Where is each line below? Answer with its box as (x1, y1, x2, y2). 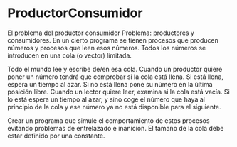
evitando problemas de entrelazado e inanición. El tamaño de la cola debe (7, 124, 224, 132)
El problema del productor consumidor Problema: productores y (7, 28, 194, 37)
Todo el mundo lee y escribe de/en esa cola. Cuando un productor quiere (7, 65, 223, 73)
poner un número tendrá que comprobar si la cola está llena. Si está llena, (7, 72, 224, 81)
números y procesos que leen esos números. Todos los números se (7, 43, 206, 52)
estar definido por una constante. (7, 131, 105, 140)
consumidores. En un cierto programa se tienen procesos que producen (7, 36, 219, 44)
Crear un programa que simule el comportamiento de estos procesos (7, 116, 210, 125)
